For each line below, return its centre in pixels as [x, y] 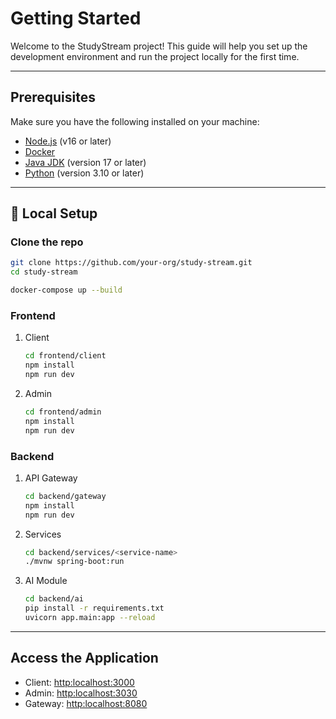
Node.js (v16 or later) [68, 141]
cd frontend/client [65, 356]
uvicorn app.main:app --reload [90, 618]
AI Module [46, 581]
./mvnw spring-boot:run [74, 562]
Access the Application [84, 658]
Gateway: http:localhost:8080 [86, 703]
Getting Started [76, 18]
